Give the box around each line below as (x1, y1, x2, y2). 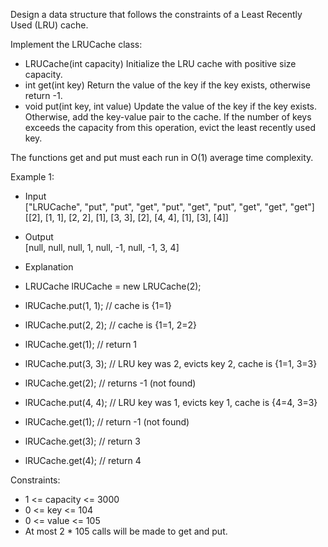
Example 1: (10, 171, 55, 183)
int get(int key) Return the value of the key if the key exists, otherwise (24, 79, 312, 91)
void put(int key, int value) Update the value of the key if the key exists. (24, 100, 318, 112)
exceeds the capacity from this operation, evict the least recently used (24, 122, 316, 133)
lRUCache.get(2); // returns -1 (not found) (24, 377, 197, 389)
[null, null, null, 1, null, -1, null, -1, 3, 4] (24, 242, 180, 253)
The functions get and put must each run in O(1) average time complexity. (10, 152, 314, 163)
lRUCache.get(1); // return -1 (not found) (24, 416, 190, 428)
